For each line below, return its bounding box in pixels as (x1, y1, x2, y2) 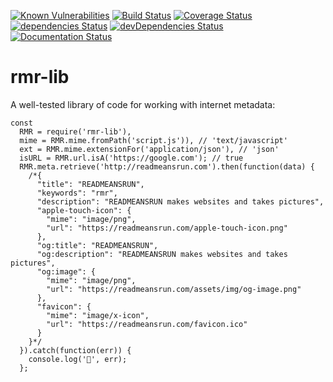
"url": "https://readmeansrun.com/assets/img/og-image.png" (46, 284, 302, 294)
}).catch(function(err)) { (19, 345, 132, 355)
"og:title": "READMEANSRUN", (36, 240, 159, 250)
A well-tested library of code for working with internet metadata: (10, 98, 276, 110)
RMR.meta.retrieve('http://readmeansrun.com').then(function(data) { (19, 161, 315, 172)
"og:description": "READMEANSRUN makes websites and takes (36, 249, 288, 259)
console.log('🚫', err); (28, 354, 128, 364)
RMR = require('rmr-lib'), (19, 126, 132, 137)
